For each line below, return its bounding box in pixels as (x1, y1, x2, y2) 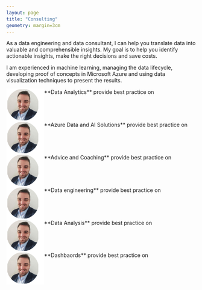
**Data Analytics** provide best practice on (44, 88, 154, 96)
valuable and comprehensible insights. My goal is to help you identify (6, 46, 178, 54)
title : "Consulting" (6, 16, 58, 22)
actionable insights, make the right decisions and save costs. (6, 52, 158, 60)
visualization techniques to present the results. (6, 77, 122, 84)
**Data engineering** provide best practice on (44, 187, 161, 194)
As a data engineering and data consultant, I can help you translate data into (6, 40, 196, 47)
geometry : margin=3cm (6, 22, 61, 28)
